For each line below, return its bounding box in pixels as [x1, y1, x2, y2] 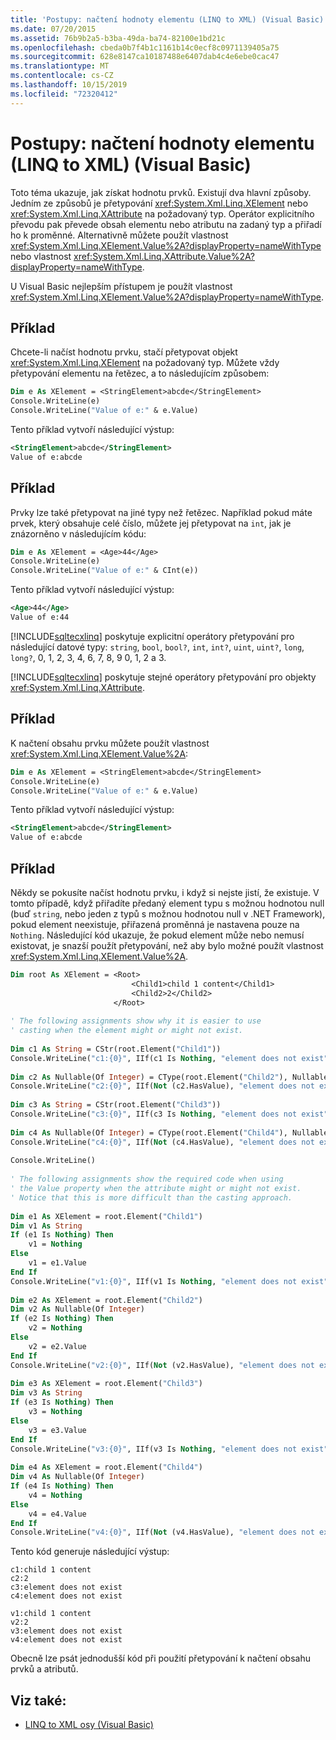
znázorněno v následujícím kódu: [10, 527, 147, 540]
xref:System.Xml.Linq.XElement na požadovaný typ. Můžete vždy [10, 357, 280, 369]
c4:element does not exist [10, 1591, 123, 1601]
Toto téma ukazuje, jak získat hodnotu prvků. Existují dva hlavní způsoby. [10, 186, 312, 198]
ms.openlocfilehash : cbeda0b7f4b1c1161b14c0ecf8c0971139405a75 [10, 42, 280, 53]
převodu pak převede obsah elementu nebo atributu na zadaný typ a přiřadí [10, 218, 322, 230]
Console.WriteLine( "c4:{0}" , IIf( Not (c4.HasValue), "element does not [10, 1137, 315, 1147]
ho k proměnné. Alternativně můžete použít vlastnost [10, 229, 229, 241]
